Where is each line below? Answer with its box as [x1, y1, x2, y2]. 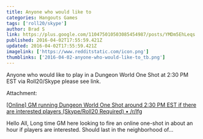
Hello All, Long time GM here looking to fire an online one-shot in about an [6, 119, 193, 127]
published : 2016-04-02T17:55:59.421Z [6, 37, 103, 43]
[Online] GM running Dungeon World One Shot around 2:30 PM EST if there [6, 101, 197, 109]
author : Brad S [6, 26, 45, 32]
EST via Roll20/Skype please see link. [6, 77, 101, 85]
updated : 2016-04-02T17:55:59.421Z [6, 43, 97, 49]
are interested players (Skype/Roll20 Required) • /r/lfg [6, 107, 142, 115]
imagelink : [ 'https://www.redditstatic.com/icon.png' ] [6, 49, 149, 55]
